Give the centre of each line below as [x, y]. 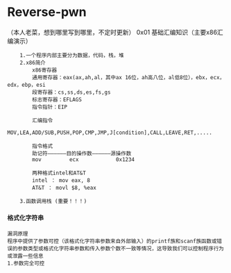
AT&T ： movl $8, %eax [65, 188]
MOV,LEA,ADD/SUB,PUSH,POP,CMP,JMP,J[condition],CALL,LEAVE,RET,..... [110, 133]
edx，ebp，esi [27, 85]
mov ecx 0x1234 [84, 159]
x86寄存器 [45, 70]
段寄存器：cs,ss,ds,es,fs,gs [71, 92]
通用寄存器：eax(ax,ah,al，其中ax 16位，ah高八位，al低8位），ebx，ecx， [129, 77]
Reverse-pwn [47, 12]
